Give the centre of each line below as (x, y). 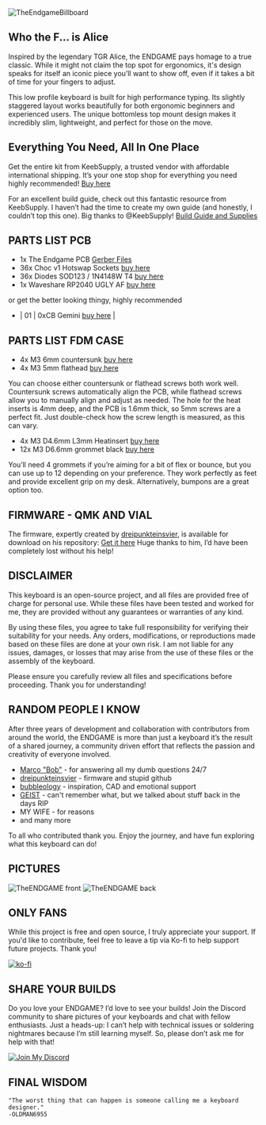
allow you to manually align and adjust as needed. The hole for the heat (125, 401)
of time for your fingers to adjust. (62, 82)
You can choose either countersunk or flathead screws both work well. (123, 383)
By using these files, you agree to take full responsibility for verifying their (129, 627)
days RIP (34, 803)
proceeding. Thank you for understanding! (77, 685)
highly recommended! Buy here (59, 183)
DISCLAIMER (40, 576)
